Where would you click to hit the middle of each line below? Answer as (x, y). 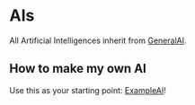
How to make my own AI (78, 69)
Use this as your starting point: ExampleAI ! (88, 90)
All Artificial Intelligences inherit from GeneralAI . (98, 40)
